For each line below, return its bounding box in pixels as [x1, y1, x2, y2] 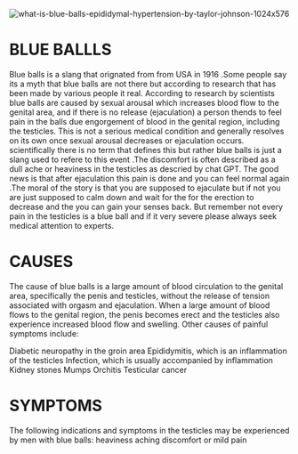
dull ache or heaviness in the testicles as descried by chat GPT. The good [9, 163, 279, 174]
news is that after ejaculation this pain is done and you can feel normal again [9, 173, 290, 183]
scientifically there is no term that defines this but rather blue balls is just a [9, 144, 282, 155]
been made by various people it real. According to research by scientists [9, 87, 276, 98]
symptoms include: [9, 328, 79, 338]
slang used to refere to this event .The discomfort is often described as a [9, 154, 276, 165]
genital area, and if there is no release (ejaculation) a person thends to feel [9, 107, 282, 118]
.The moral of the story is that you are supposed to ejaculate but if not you [9, 182, 282, 193]
